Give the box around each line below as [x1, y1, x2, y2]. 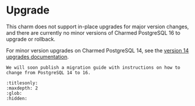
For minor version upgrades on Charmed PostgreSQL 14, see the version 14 [6, 47, 189, 54]
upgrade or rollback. [6, 35, 56, 42]
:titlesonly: [6, 80, 38, 86]
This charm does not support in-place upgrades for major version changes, [6, 23, 189, 30]
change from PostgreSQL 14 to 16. [6, 69, 91, 75]
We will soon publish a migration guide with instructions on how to [6, 64, 181, 71]
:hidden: [6, 95, 28, 101]
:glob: [6, 90, 22, 96]
